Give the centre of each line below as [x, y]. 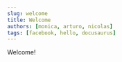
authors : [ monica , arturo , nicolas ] [60, 26]
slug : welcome [28, 13]
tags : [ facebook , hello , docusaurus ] [62, 33]
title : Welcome [29, 20]
